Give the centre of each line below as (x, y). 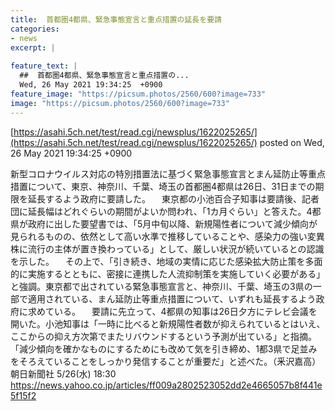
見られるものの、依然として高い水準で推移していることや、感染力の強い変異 (167, 236)
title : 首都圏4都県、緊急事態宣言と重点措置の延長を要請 (116, 19)
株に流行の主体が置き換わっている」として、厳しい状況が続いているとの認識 (167, 248)
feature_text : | (44, 66)
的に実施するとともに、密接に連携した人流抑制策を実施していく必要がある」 (168, 273)
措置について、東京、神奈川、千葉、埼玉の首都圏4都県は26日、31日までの (163, 186)
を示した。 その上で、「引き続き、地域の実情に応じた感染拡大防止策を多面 (166, 261)
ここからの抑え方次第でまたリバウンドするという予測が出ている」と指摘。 (163, 336)
